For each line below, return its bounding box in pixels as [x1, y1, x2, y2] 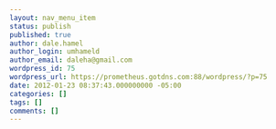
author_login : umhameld [9, 47, 101, 56]
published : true [9, 30, 71, 39]
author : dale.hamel [9, 38, 84, 48]
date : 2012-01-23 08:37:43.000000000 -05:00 [9, 81, 182, 90]
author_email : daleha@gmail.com [9, 55, 133, 64]
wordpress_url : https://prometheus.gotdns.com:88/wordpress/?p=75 [9, 73, 268, 82]
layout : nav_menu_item [9, 13, 96, 23]
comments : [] [9, 106, 59, 115]
